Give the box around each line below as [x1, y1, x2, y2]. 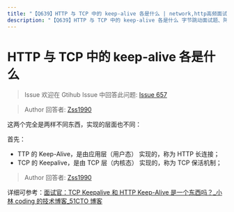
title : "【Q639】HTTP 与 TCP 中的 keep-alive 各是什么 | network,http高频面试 [7, 10, 228, 17]
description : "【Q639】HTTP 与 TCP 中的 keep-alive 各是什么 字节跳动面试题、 [7, 17, 224, 24]
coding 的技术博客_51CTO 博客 [15, 197, 103, 206]
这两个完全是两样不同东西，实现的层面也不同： [7, 120, 141, 129]
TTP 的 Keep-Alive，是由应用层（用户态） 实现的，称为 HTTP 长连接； [17, 150, 220, 158]
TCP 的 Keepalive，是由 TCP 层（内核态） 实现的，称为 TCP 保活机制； [17, 158, 223, 167]
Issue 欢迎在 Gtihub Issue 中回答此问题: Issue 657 [24, 91, 167, 99]
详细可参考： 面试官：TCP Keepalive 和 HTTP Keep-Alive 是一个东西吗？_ [7, 188, 217, 197]
